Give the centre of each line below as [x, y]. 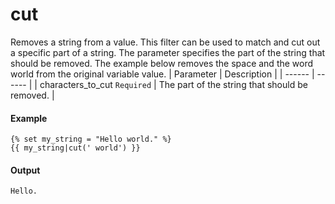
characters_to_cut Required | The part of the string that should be [173, 84]
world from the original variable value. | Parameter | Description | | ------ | [162, 74]
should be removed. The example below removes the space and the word [162, 63]
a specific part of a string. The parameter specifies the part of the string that [168, 52]
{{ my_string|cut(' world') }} [75, 148]
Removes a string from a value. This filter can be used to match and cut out [165, 42]
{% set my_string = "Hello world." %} [91, 139]
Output [25, 170]
